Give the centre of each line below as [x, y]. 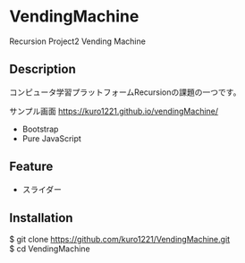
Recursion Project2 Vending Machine [77, 41]
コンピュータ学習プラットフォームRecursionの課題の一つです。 [125, 92]
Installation [41, 218]
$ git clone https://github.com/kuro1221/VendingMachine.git [120, 240]
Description [42, 69]
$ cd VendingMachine [50, 249]
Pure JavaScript [52, 138]
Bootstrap [40, 129]
